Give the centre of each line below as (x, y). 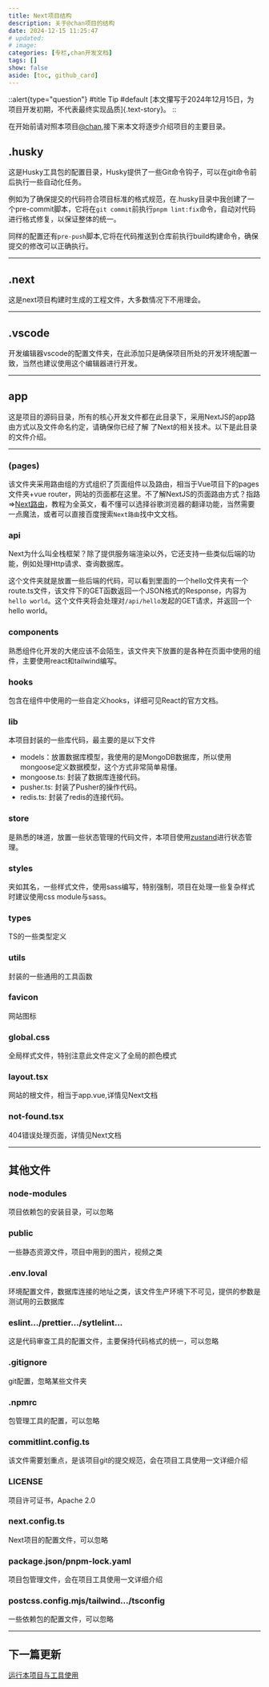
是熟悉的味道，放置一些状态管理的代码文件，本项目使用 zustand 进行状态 (127, 837)
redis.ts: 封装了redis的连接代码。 (74, 797)
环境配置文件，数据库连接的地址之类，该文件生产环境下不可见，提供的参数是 (134, 1292)
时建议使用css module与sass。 (59, 896)
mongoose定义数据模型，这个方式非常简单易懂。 (100, 767)
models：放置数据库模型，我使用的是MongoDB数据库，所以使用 (126, 757)
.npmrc (23, 1402)
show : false (28, 68)
